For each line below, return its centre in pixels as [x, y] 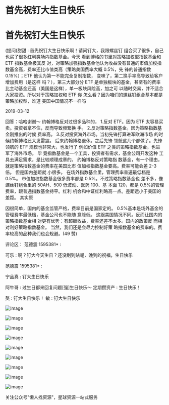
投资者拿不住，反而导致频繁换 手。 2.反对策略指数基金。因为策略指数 [86, 128]
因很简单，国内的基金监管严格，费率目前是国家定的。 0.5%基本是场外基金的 [84, 209]
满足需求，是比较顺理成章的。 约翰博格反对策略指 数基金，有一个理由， [88, 159]
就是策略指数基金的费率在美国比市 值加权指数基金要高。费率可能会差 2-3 [81, 166]
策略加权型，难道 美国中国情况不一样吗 [46, 101]
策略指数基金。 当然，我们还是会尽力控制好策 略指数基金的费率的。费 [90, 227]
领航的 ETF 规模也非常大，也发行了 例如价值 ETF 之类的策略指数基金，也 [81, 147]
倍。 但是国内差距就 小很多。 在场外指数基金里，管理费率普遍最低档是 [78, 172]
